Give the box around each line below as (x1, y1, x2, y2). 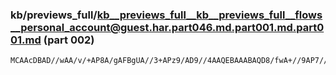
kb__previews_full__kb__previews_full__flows (96, 8, 323, 22)
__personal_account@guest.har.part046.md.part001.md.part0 (10, 20, 325, 34)
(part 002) (43, 33, 95, 47)
